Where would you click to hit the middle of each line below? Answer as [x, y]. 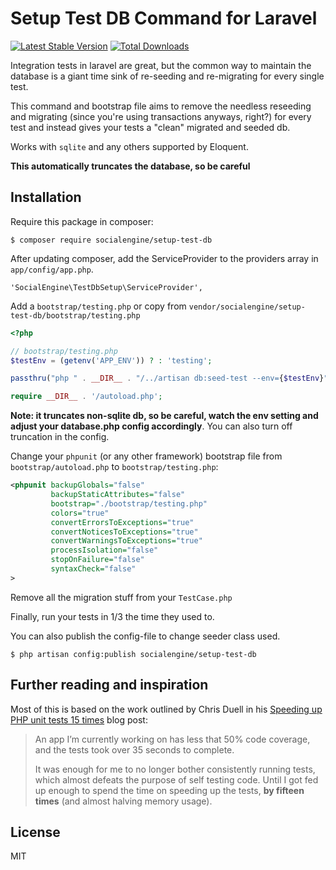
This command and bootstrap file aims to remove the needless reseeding [161, 106]
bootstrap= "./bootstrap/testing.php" [129, 503]
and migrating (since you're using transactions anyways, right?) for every [161, 116]
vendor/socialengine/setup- [247, 307]
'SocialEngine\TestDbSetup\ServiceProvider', [106, 287]
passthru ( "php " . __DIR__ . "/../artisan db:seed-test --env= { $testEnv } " [169, 378]
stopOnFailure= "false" [97, 560]
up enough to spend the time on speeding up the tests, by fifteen [169, 790]
